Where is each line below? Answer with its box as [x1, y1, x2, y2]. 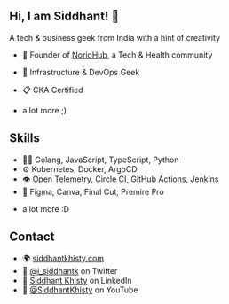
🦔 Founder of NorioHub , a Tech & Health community [21, 50, 213, 60]
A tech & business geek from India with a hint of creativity [9, 32, 220, 43]
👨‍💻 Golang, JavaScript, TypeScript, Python [21, 154, 179, 165]
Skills [9, 130, 40, 146]
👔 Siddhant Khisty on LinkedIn [21, 276, 132, 286]
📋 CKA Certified [21, 84, 83, 95]
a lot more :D [21, 203, 69, 214]
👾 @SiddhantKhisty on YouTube [21, 285, 139, 295]
